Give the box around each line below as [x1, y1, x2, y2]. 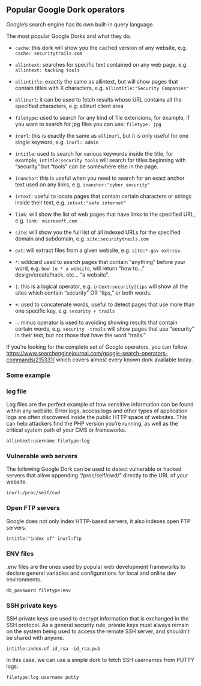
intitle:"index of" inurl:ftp [6, 535, 82, 542]
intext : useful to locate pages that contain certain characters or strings [14, 192, 192, 200]
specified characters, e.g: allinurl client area [14, 102, 124, 109]
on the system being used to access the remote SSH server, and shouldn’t [6, 628, 190, 635]
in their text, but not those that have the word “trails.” [14, 331, 146, 338]
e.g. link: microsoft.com [14, 216, 77, 224]
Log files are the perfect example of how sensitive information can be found [6, 401, 194, 408]
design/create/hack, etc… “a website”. [14, 271, 110, 278]
